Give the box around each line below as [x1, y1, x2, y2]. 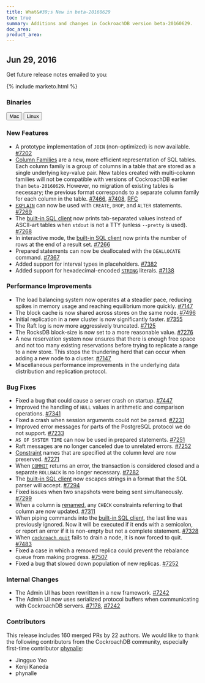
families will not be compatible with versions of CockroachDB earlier [15, 176, 188, 183]
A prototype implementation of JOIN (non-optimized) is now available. [15, 142, 191, 150]
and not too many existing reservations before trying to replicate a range [15, 341, 198, 349]
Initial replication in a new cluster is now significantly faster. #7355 [15, 315, 183, 323]
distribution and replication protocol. [15, 368, 107, 375]
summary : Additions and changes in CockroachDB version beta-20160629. [6, 20, 193, 26]
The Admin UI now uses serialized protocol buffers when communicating [15, 596, 199, 603]
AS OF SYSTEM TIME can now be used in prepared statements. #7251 [15, 436, 185, 444]
